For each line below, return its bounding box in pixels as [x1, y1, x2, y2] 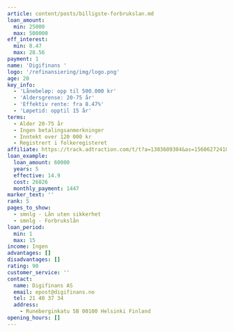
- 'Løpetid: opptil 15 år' [13, 107, 92, 114]
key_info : [7, 81, 36, 88]
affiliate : [7, 146, 39, 153]
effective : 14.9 [13, 172, 61, 179]
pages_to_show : [7, 205, 52, 212]
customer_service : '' [7, 269, 70, 276]
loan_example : [7, 152, 49, 160]
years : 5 [13, 165, 39, 173]
